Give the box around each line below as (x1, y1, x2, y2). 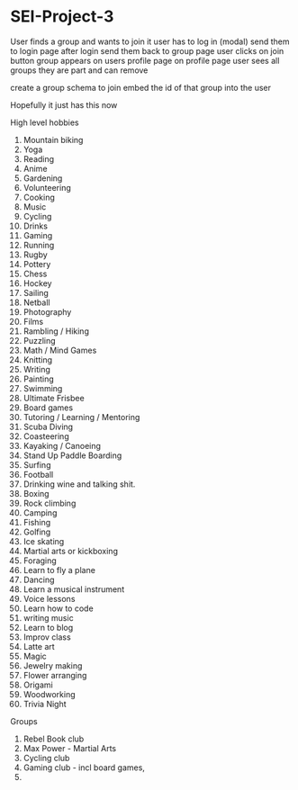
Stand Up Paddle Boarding (23, 450, 122, 461)
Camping (23, 507, 58, 518)
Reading (23, 153, 55, 164)
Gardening (23, 173, 63, 184)
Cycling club (23, 752, 70, 763)
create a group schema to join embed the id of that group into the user (10, 82, 271, 93)
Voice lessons (23, 593, 76, 604)
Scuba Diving (23, 421, 74, 432)
